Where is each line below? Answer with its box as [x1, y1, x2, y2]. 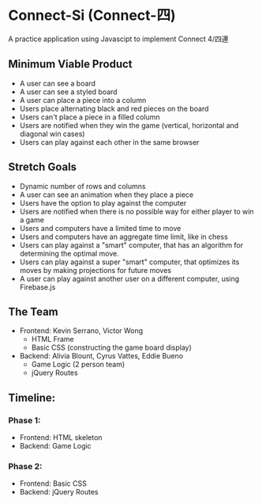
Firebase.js [19, 282, 56, 292]
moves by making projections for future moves [19, 265, 172, 275]
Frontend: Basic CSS [19, 479, 87, 488]
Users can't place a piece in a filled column [19, 112, 160, 122]
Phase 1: [8, 415, 41, 426]
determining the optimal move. [19, 248, 120, 258]
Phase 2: [8, 460, 43, 472]
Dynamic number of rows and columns [19, 181, 146, 191]
